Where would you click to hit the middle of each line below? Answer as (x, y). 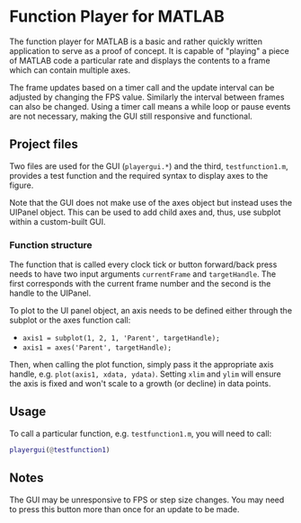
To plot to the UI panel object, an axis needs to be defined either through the (151, 311)
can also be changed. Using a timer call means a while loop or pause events (150, 106)
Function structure (51, 244)
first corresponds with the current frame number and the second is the (140, 284)
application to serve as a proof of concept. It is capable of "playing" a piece (149, 50)
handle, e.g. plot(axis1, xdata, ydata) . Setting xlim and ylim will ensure (145, 374)
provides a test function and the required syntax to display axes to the (139, 175)
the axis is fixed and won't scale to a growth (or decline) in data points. (140, 384)
